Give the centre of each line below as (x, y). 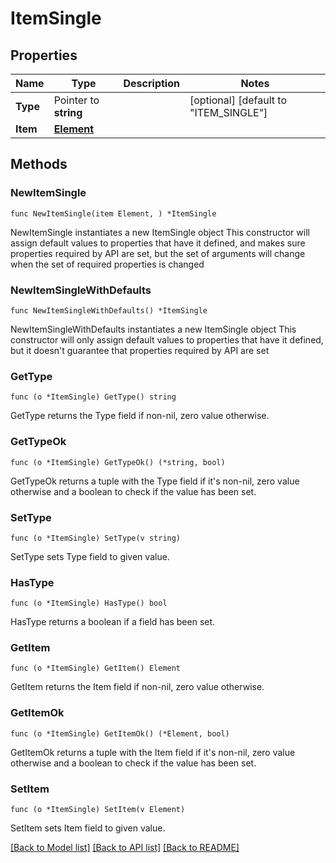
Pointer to (76, 100)
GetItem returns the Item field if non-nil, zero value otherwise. (137, 687)
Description (151, 83)
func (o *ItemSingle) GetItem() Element (96, 668)
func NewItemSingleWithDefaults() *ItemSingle (109, 310)
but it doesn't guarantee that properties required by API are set (140, 350)
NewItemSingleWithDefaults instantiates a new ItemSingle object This (153, 329)
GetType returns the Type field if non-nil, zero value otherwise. (140, 416)
